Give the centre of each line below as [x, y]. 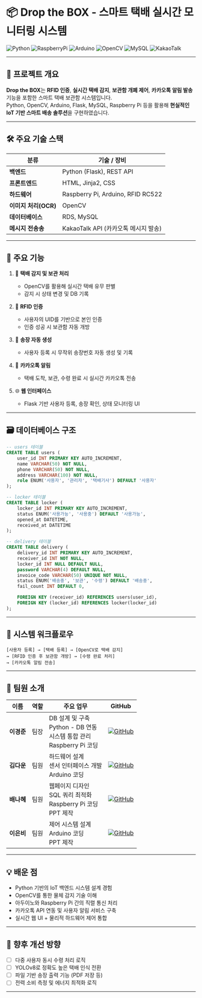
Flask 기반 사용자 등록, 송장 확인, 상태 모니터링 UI [82, 404]
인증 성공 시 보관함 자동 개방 [57, 327]
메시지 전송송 [27, 228]
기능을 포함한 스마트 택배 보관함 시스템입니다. [59, 98]
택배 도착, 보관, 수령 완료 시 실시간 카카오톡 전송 [80, 378]
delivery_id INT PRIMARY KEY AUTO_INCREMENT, [75, 553]
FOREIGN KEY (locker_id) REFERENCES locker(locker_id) [87, 603]
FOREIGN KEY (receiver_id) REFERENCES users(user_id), [87, 597]
